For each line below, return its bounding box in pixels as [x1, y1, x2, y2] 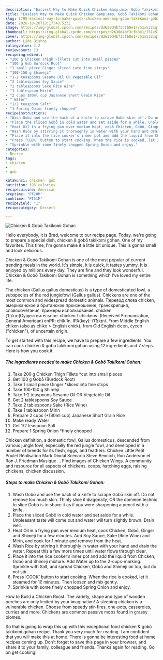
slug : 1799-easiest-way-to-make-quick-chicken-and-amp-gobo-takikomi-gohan [5, 16, 162, 21]
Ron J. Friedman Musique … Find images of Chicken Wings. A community [5, 458, 152, 464]
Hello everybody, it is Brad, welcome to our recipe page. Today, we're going [5, 232, 157, 238]
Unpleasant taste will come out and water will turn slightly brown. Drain [12, 517, 154, 523]
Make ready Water [12, 418, 50, 423]
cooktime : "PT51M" [5, 196, 43, 201]
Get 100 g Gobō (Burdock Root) [12, 376, 75, 382]
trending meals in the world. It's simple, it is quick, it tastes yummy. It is [5, 262, 147, 268]
